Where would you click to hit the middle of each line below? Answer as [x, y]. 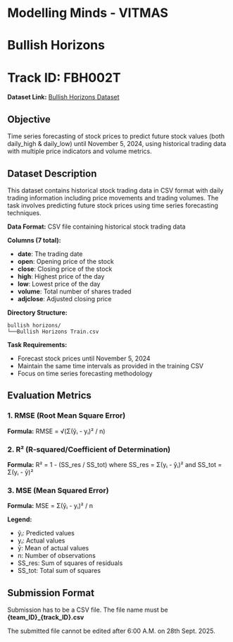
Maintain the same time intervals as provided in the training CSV [111, 365]
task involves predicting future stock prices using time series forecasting [113, 205]
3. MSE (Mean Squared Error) [58, 490]
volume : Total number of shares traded [74, 291]
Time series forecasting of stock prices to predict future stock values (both [116, 136]
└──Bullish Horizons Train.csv [53, 332]
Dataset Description [52, 173]
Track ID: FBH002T [64, 77]
